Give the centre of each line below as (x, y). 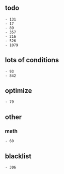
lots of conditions (32, 60)
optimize (19, 91)
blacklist (18, 156)
